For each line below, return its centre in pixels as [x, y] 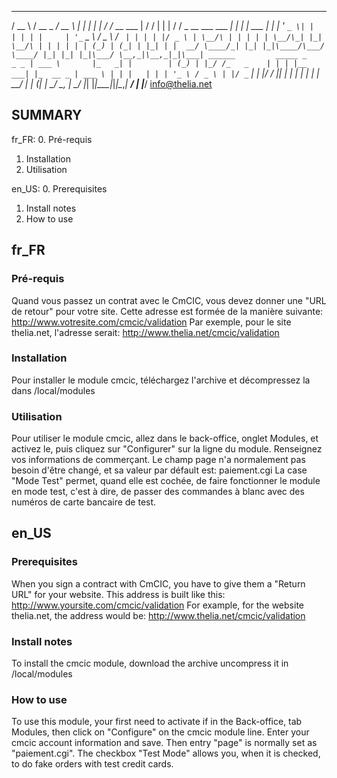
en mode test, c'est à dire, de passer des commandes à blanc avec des [158, 492]
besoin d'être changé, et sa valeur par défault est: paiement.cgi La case [159, 470]
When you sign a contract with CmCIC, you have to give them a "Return [158, 583]
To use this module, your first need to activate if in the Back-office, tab [157, 722]
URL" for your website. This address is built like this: [118, 594]
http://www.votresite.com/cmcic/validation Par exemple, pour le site [151, 322]
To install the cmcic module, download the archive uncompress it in [150, 663]
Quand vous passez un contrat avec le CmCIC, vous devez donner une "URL [169, 300]
